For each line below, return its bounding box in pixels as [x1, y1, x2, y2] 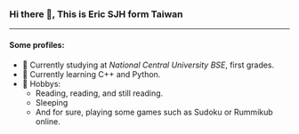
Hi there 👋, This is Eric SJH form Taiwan [9, 8, 183, 20]
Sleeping [35, 97, 69, 107]
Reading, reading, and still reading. [35, 88, 164, 99]
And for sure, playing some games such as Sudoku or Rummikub [35, 106, 273, 117]
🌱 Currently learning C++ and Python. [21, 68, 161, 79]
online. [35, 115, 61, 127]
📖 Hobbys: [21, 78, 61, 89]
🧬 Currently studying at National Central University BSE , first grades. [21, 59, 275, 70]
